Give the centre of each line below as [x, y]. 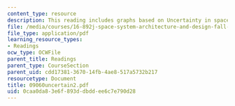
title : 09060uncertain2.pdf [48, 85]
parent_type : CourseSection [48, 66]
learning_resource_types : [45, 40]
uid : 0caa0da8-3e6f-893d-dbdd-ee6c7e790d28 [72, 91]
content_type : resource [42, 14]
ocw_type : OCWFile [34, 53]
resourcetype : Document [42, 78]
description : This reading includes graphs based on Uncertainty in [109, 20]
